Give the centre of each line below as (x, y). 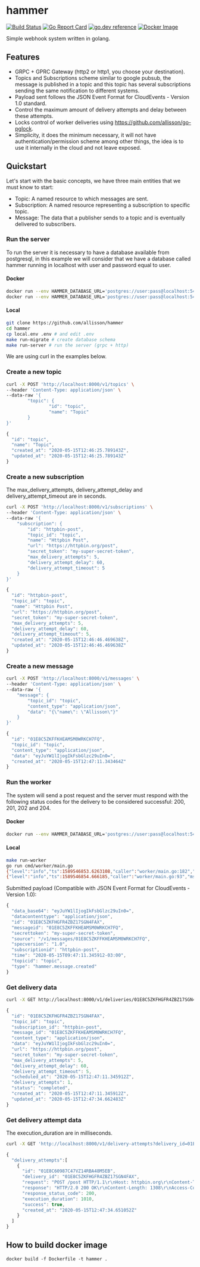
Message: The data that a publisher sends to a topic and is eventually (100, 218)
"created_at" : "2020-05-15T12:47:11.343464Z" (69, 761)
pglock (23, 128)
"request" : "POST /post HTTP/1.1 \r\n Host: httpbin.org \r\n (96, 1182)
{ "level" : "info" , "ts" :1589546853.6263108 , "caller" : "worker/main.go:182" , (100, 871)
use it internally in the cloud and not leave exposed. (78, 147)
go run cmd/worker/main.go (40, 866)
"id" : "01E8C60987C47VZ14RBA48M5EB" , (69, 1171)
